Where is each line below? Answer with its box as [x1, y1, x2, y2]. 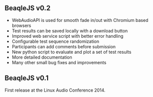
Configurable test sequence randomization [11, 38, 100, 44]
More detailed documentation [11, 54, 72, 60]
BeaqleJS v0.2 [4, 4, 51, 12]
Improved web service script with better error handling [11, 33, 124, 39]
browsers [11, 22, 32, 28]
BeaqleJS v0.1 [4, 74, 49, 83]
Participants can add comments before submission [11, 43, 116, 49]
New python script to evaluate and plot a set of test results [11, 49, 132, 55]
